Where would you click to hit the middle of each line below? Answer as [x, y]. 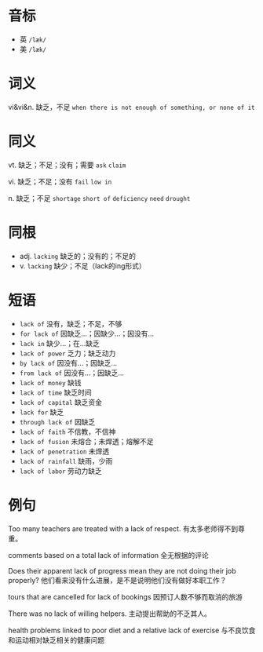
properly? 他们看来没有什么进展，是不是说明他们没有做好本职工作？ [117, 580]
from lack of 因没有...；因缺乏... [71, 373]
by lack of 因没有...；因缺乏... [68, 362]
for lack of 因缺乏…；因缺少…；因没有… [87, 333]
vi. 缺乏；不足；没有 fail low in [60, 181]
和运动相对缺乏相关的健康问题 [56, 639]
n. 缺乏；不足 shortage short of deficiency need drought [99, 198]
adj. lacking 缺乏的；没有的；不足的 [77, 256]
